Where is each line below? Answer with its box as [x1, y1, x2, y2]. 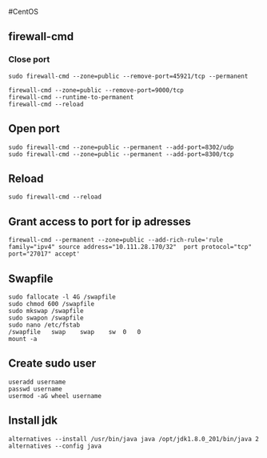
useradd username [8, 378, 66, 386]
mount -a [8, 335, 38, 343]
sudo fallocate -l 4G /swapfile [8, 292, 116, 301]
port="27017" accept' [8, 250, 81, 259]
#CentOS [8, 7, 38, 16]
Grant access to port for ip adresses [8, 215, 191, 228]
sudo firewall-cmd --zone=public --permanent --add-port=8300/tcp [8, 150, 234, 159]
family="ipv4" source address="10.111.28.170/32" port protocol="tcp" [8, 243, 252, 251]
